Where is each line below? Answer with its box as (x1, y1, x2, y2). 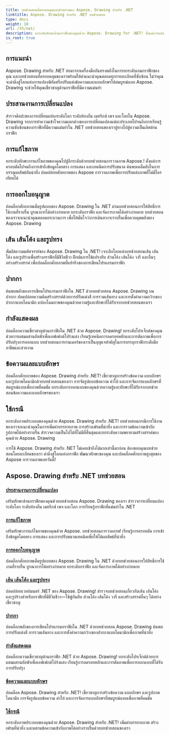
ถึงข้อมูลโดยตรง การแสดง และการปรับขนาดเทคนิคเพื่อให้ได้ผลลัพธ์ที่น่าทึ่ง (6, 533, 125, 540)
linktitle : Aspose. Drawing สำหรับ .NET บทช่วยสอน (6, 12, 105, 17)
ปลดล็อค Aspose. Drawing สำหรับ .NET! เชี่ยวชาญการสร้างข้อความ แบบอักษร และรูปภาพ (6, 689, 160, 695)
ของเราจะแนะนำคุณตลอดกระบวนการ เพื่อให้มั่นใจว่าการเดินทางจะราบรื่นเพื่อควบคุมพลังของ (6, 215, 154, 221)
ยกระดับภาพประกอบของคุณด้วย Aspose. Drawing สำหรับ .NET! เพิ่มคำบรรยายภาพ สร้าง (6, 719, 159, 725)
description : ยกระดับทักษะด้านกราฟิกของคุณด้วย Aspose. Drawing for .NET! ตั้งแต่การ (6, 31, 158, 36)
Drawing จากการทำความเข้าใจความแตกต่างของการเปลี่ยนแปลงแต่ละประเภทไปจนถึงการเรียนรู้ (6, 118, 162, 124)
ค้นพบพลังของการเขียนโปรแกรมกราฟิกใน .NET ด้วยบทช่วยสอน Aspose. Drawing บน (6, 288, 154, 294)
